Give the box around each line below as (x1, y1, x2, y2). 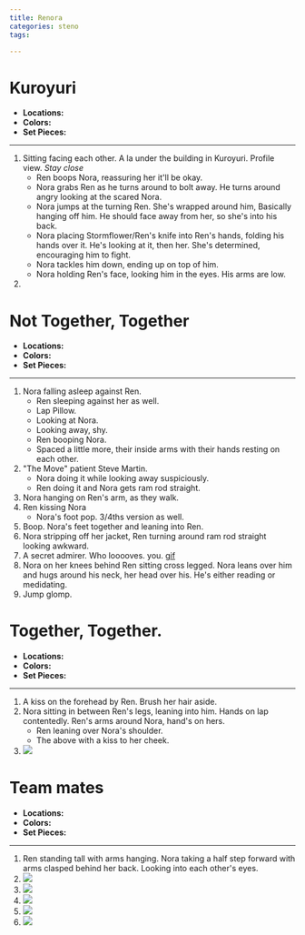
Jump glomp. (22, 588, 73, 600)
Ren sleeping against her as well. (35, 396, 160, 407)
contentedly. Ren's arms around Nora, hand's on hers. (22, 716, 225, 727)
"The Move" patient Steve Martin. (22, 463, 148, 474)
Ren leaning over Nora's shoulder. (35, 725, 163, 737)
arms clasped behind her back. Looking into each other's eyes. (22, 863, 259, 874)
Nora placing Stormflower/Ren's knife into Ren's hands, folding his (35, 230, 285, 241)
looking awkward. (22, 540, 89, 551)
